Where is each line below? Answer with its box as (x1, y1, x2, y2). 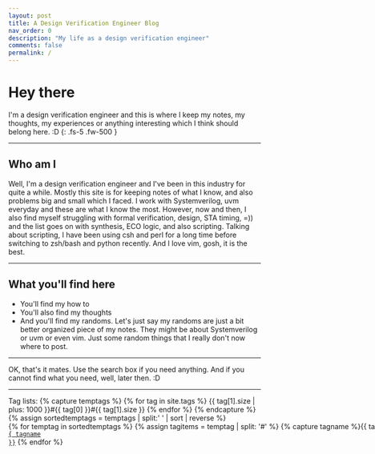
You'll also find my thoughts (19, 307, 112, 317)
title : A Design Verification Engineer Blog (8, 19, 159, 27)
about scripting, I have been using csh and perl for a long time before (8, 230, 237, 239)
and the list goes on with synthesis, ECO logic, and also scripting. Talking (8, 221, 250, 231)
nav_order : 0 (8, 26, 52, 34)
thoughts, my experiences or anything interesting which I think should (8, 118, 239, 128)
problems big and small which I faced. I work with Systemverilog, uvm (8, 195, 239, 205)
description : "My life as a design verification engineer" (8, 34, 210, 42)
